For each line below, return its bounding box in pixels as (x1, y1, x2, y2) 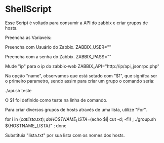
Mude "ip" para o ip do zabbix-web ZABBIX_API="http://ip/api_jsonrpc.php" (5, 63, 160, 69)
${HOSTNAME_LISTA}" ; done (5, 122, 67, 129)
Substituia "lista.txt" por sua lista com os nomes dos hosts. (5, 132, 125, 138)
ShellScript (5, 3, 52, 15)
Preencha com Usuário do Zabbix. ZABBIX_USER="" (5, 44, 112, 50)
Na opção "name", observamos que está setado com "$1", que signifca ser (5, 72, 158, 78)
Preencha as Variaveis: (5, 35, 52, 40)
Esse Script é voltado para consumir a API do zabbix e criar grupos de (5, 20, 148, 26)
